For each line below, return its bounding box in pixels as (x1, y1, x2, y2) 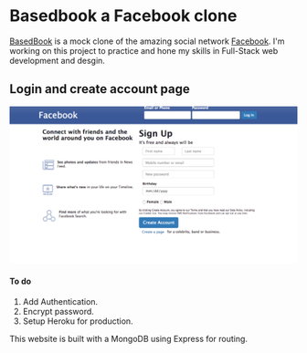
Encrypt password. (22, 306, 94, 317)
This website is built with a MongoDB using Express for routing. (9, 334, 249, 345)
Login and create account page (9, 81, 190, 97)
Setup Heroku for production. (22, 316, 134, 327)
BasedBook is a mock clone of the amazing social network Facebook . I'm (9, 36, 285, 47)
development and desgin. (9, 55, 105, 66)
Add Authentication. (22, 296, 99, 307)
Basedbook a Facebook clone (9, 5, 238, 26)
